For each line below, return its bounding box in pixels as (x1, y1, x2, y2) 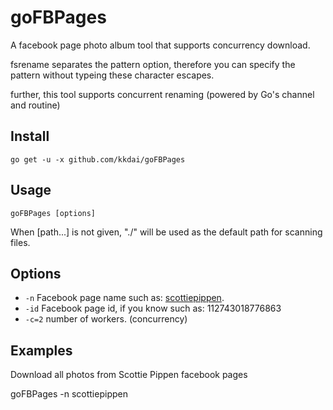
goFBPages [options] (10, 208, 97, 218)
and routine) (10, 99, 61, 111)
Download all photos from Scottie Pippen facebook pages (10, 369, 248, 381)
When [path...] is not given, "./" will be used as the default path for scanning (10, 226, 323, 238)
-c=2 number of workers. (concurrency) (24, 313, 188, 325)
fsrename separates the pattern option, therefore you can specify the (10, 58, 296, 70)
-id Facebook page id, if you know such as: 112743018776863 (24, 302, 282, 315)
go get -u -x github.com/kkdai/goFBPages (10, 154, 186, 165)
